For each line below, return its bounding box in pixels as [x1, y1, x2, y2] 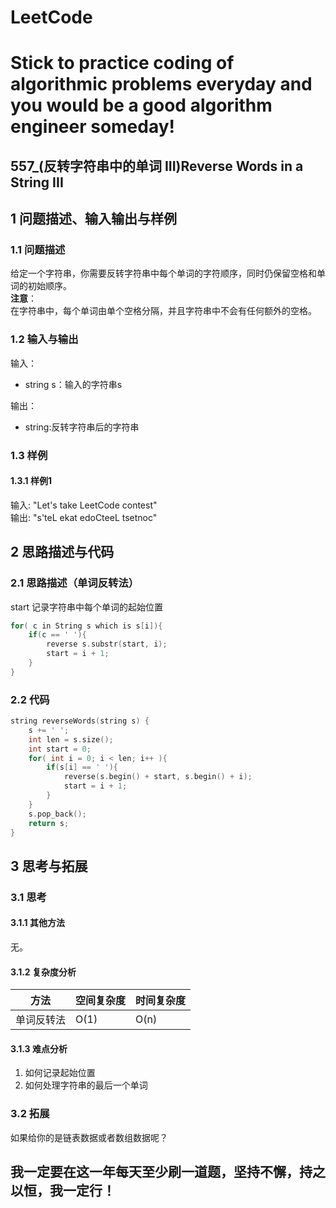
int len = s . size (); [28, 734, 114, 745]
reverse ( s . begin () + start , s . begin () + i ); [63, 772, 253, 782]
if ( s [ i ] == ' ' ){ [46, 762, 118, 773]
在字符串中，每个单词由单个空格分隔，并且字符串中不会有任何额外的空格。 [10, 305, 317, 317]
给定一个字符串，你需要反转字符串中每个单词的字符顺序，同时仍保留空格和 [10, 267, 317, 280]
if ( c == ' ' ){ [28, 630, 87, 640]
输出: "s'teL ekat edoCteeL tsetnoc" [10, 511, 158, 523]
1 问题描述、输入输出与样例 [10, 211, 178, 228]
